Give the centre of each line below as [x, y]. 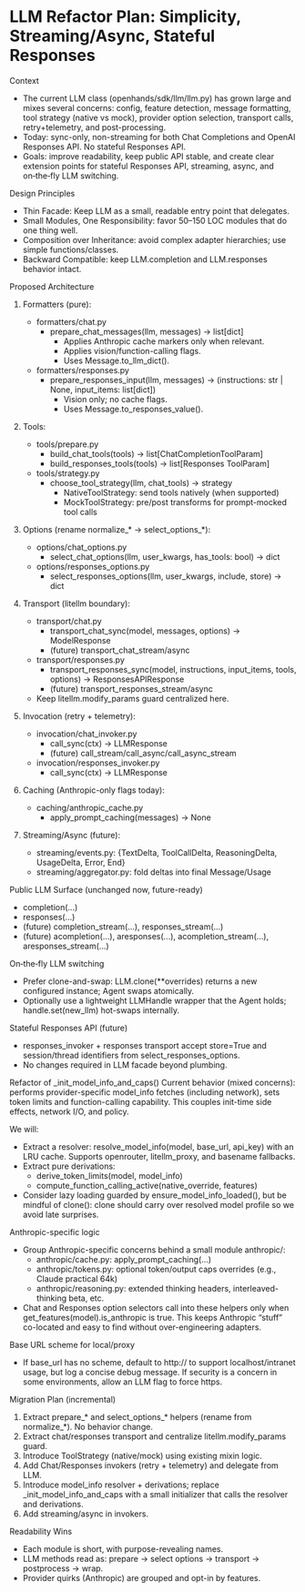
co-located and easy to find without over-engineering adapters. [142, 1327]
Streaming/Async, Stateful [112, 36]
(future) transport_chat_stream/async [120, 650]
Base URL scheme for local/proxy [72, 1344]
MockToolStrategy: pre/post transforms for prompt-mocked [175, 502]
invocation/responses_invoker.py [98, 763]
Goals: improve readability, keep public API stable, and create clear [148, 156]
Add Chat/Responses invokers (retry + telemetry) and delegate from [151, 1465]
